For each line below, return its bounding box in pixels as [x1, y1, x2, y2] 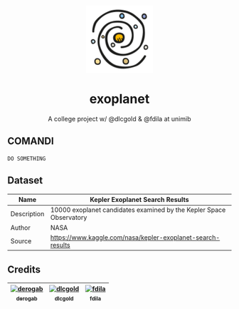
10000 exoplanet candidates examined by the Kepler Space [50, 206, 226, 214]
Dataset [7, 174, 43, 187]
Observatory [50, 213, 87, 222]
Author [10, 223, 31, 232]
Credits [7, 263, 41, 275]
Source [10, 237, 32, 245]
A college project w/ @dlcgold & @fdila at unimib [48, 114, 191, 123]
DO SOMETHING [7, 155, 46, 162]
